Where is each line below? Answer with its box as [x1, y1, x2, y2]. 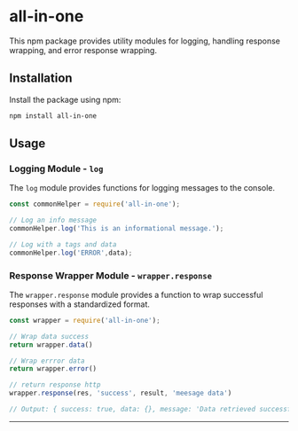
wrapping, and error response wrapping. [9, 44, 158, 55]
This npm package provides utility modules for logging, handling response [9, 35, 281, 46]
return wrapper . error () [9, 364, 98, 373]
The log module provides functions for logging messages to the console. [9, 183, 276, 193]
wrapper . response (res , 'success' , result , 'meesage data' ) [9, 388, 232, 398]
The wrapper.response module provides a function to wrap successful [9, 289, 263, 300]
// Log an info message [9, 215, 98, 225]
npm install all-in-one [9, 111, 98, 121]
